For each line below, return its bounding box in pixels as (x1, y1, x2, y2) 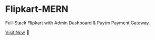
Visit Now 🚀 (5, 29, 29, 35)
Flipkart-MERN (5, 3, 69, 15)
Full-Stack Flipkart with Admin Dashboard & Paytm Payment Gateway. (5, 20, 150, 26)
